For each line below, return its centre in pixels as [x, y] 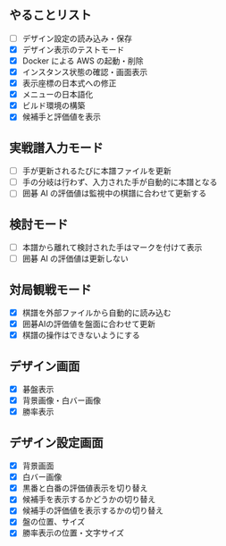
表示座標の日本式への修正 [69, 83]
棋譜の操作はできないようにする [81, 335]
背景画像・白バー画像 [61, 400]
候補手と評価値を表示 [61, 117]
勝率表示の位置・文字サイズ [73, 533]
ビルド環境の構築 [54, 105]
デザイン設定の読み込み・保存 [77, 38]
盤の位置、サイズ [54, 522]
